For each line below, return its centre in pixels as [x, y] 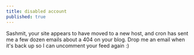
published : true [26, 17]
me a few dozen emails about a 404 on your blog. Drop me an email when [96, 39]
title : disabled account [36, 11]
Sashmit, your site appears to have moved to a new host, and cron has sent [97, 33]
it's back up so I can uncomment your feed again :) [68, 45]
